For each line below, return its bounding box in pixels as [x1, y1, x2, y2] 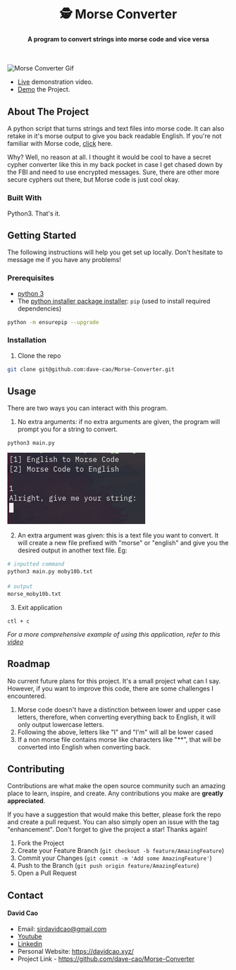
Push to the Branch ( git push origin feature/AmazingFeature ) [17, 862, 199, 870]
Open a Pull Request [17, 869, 77, 878]
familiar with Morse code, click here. [7, 139, 113, 148]
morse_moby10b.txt [7, 590, 61, 597]
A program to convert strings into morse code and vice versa [27, 35, 209, 43]
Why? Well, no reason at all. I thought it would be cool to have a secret [7, 153, 211, 161]
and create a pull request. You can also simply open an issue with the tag [7, 818, 220, 826]
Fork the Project [17, 839, 65, 847]
